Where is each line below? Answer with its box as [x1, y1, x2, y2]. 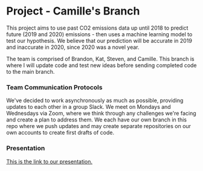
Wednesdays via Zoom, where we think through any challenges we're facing [6, 110, 196, 117]
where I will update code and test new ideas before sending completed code [6, 62, 198, 69]
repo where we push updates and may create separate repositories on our [6, 123, 192, 130]
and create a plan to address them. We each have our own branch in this [6, 116, 187, 123]
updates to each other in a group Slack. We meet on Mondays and [6, 103, 171, 111]
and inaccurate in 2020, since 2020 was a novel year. [6, 44, 140, 51]
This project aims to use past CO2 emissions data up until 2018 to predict [6, 24, 188, 31]
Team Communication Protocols [6, 83, 103, 91]
